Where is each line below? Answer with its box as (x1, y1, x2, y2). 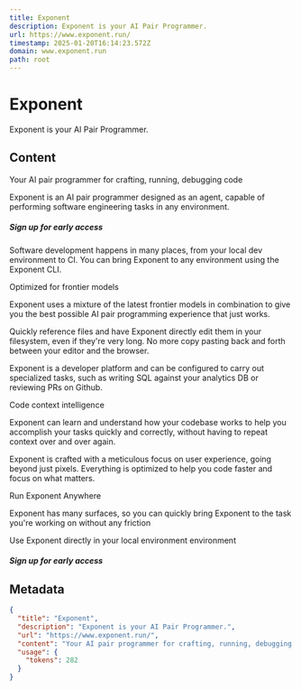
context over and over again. (9, 435, 116, 447)
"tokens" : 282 (25, 656, 78, 665)
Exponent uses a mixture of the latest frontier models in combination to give (9, 299, 291, 310)
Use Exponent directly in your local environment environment (9, 535, 237, 545)
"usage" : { (17, 648, 59, 657)
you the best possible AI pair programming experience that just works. (9, 308, 270, 319)
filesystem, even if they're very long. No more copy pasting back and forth (9, 335, 286, 346)
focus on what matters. (9, 472, 96, 483)
